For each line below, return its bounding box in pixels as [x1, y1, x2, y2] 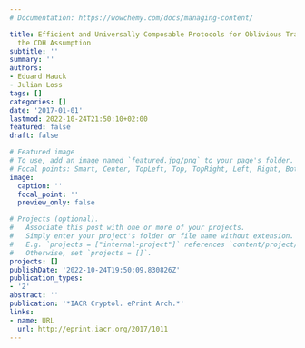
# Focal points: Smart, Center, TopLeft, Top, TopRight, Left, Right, [9, 164, 282, 174]
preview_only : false [17, 198, 95, 207]
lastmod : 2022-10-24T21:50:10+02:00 [9, 114, 148, 124]
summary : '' [9, 55, 54, 65]
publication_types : [9, 273, 84, 283]
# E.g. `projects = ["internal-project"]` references [9, 240, 225, 249]
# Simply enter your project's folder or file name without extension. [9, 232, 295, 241]
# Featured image [9, 147, 75, 157]
